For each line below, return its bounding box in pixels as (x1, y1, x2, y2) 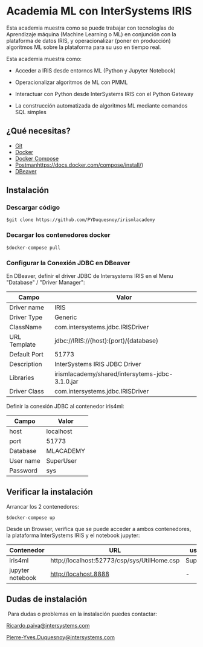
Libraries (9, 373, 34, 382)
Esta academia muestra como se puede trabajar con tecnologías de (6, 24, 175, 31)
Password (9, 466, 38, 475)
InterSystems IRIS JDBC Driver (54, 360, 141, 369)
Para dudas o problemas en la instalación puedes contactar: (7, 610, 157, 617)
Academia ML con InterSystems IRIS (6, 4, 192, 18)
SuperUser (46, 457, 77, 465)
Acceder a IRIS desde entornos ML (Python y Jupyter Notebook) (14, 66, 176, 74)
